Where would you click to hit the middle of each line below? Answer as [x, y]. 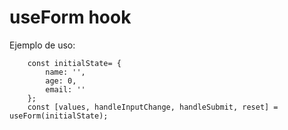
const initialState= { [74, 63]
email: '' [65, 89]
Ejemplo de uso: [42, 45]
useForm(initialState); [59, 116]
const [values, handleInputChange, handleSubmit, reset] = [153, 107]
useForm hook [70, 17]
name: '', [65, 72]
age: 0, [61, 81]
